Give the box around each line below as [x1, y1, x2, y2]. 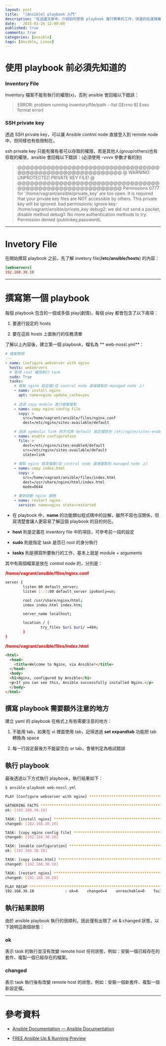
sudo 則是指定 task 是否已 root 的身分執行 [12, 540, 98, 545]
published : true [5, 26, 39, 31]
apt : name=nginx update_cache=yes [18, 393, 90, 398]
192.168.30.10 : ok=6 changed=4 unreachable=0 [5, 889, 145, 894]
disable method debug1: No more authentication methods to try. [17, 211, 147, 217]
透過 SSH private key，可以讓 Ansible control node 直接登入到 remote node [5, 131, 158, 137]
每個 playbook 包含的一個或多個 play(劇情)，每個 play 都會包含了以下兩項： [5, 310, 159, 316]
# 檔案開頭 [5, 351, 25, 356]
